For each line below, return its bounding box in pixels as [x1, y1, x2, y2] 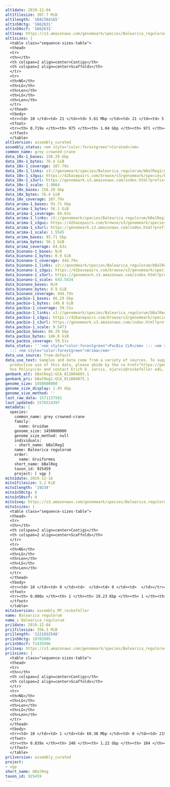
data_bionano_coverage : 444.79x [5, 291, 73, 297]
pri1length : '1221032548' [5, 632, 60, 637]
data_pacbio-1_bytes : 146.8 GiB [5, 301, 73, 306]
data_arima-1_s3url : [5, 225, 49, 230]
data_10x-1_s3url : [5, 178, 44, 183]
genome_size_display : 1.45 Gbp [5, 386, 71, 391]
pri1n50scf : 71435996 [5, 642, 51, 647]
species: [10, 410, 28, 415]
